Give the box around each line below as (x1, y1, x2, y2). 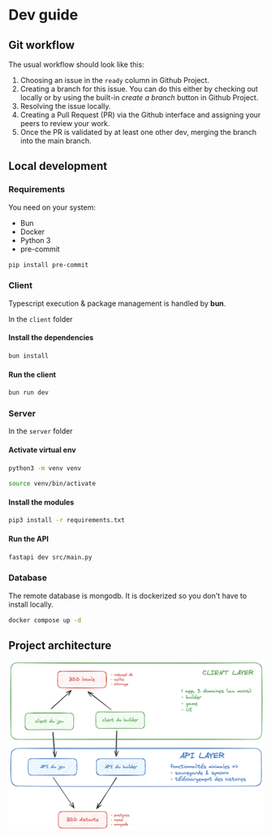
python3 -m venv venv (8, 464, 82, 473)
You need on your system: (8, 202, 96, 212)
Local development (8, 159, 108, 173)
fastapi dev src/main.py (8, 553, 92, 561)
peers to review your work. (19, 119, 110, 128)
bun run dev (8, 389, 49, 397)
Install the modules (8, 497, 75, 507)
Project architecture (8, 639, 112, 652)
